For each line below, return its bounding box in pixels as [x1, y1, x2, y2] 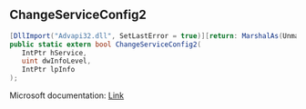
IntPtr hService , [21, 48, 88, 57]
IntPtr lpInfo [21, 65, 76, 74]
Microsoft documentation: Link [9, 90, 125, 101]
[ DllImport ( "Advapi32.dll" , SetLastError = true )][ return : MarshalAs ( [9, 31, 283, 40]
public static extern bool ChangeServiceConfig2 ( [9, 40, 202, 49]
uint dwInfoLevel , [21, 56, 92, 66]
